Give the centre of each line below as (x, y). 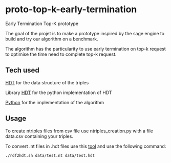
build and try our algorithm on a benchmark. (52, 39)
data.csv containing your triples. (39, 136)
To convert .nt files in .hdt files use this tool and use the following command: (86, 146)
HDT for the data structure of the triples (47, 82)
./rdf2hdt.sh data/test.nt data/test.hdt (50, 155)
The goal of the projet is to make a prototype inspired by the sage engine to (85, 33)
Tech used (22, 70)
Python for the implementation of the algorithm (55, 102)
